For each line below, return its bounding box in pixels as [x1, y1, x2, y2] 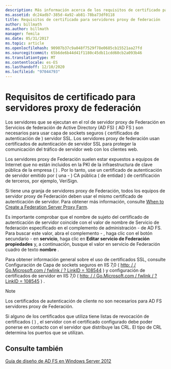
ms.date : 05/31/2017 [5, 36, 49, 41]
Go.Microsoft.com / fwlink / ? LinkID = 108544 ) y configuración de [5, 267, 146, 273]
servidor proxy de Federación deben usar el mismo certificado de [5, 193, 143, 199]
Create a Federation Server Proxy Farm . [5, 204, 89, 210]
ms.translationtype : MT [5, 55, 56, 60]
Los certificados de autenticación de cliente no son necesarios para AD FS [5, 297, 162, 304]
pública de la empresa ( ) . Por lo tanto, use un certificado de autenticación [5, 167, 162, 173]
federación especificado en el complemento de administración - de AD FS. [5, 224, 162, 230]
